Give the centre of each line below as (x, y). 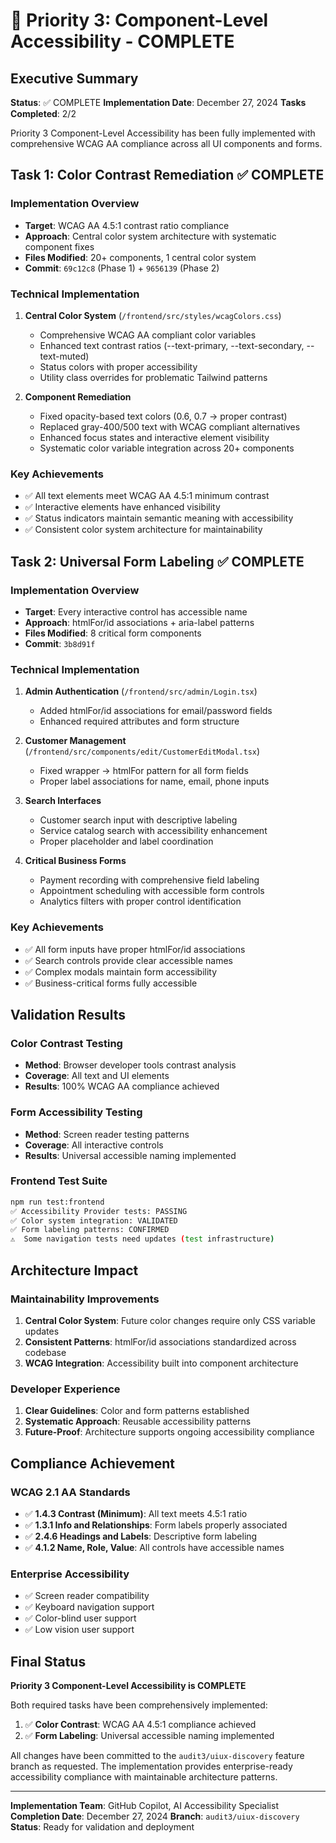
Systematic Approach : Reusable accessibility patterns (138, 1421)
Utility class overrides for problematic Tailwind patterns (153, 377)
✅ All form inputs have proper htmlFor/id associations (135, 949)
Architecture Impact (74, 1270)
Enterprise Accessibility (70, 1574)
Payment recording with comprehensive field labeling (149, 880)
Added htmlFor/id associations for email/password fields (156, 711)
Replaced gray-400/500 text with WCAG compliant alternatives (170, 426)
